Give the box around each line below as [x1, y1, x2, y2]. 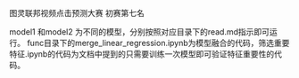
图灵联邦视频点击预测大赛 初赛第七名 [9, 8, 145, 18]
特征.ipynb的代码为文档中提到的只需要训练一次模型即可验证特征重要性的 [9, 49, 275, 59]
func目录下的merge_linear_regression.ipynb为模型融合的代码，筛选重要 [26, 38, 290, 48]
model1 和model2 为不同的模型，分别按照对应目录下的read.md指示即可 [9, 27, 270, 37]
